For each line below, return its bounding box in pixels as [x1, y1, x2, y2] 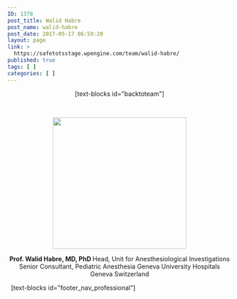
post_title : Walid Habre [7, 17, 81, 24]
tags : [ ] [7, 63, 37, 70]
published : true [7, 57, 56, 64]
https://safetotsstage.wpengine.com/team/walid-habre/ [14, 50, 180, 58]
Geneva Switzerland [90, 269, 149, 278]
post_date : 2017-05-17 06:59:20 [7, 30, 103, 38]
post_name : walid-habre [7, 23, 78, 31]
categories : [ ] [7, 70, 56, 77]
